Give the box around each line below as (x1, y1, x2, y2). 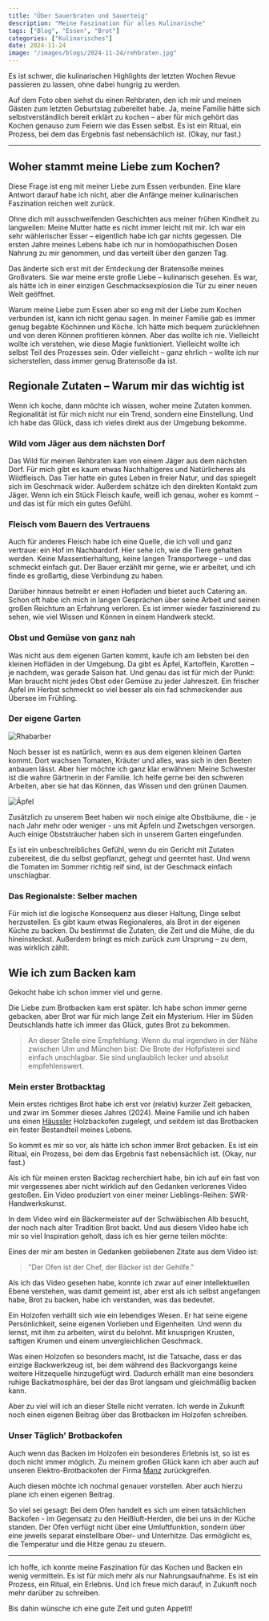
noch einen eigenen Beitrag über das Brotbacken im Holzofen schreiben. (8, 1410, 248, 1419)
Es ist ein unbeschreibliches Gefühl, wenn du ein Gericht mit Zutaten (8, 845, 235, 854)
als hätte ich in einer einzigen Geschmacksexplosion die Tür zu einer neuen (8, 280, 258, 290)
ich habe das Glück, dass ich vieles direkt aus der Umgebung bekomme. (8, 417, 247, 427)
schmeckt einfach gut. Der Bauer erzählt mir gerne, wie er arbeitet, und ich (8, 563, 256, 572)
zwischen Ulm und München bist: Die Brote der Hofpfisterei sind (27, 1044, 241, 1053)
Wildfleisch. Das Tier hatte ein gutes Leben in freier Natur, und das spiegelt (8, 473, 256, 483)
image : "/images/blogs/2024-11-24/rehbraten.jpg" (8, 49, 178, 57)
